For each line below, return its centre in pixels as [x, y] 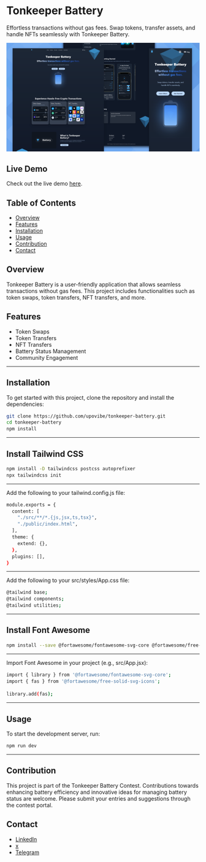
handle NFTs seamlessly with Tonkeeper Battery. [68, 34]
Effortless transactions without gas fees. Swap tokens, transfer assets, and [101, 28]
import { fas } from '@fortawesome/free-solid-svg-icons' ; [83, 681]
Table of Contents [41, 203]
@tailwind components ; [35, 599]
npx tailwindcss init [34, 475]
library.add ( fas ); [30, 694]
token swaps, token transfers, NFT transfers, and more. [76, 297]
